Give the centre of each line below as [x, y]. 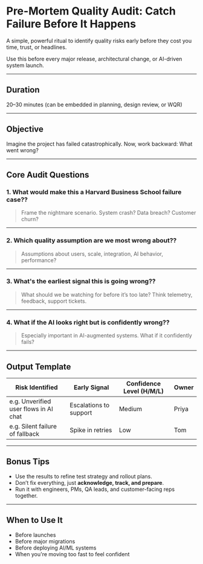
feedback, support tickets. [54, 301]
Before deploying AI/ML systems [56, 548]
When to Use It [35, 520]
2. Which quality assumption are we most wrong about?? [92, 241]
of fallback [24, 433]
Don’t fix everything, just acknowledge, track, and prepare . [89, 482]
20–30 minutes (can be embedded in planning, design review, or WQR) [94, 105]
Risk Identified [37, 387]
